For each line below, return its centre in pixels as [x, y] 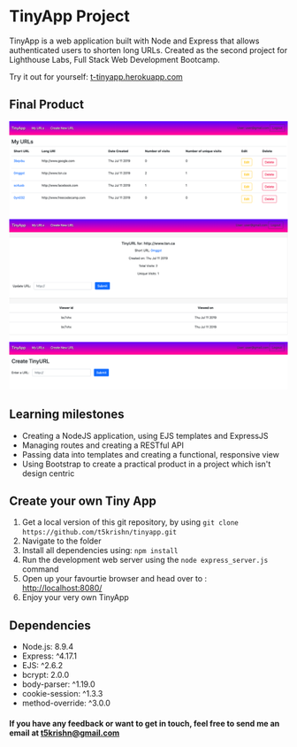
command [40, 569]
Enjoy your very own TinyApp [76, 597]
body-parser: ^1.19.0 [58, 684]
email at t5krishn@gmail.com [65, 733]
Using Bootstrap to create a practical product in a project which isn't [146, 464]
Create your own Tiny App [83, 501]
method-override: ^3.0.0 [66, 703]
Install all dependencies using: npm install [100, 551]
